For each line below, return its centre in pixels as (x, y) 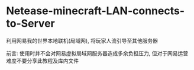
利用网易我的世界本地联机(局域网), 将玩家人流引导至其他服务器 (82, 40)
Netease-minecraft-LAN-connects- (96, 11)
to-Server (30, 23)
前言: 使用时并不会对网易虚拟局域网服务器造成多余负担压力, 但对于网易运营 (97, 53)
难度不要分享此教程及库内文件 (42, 61)
